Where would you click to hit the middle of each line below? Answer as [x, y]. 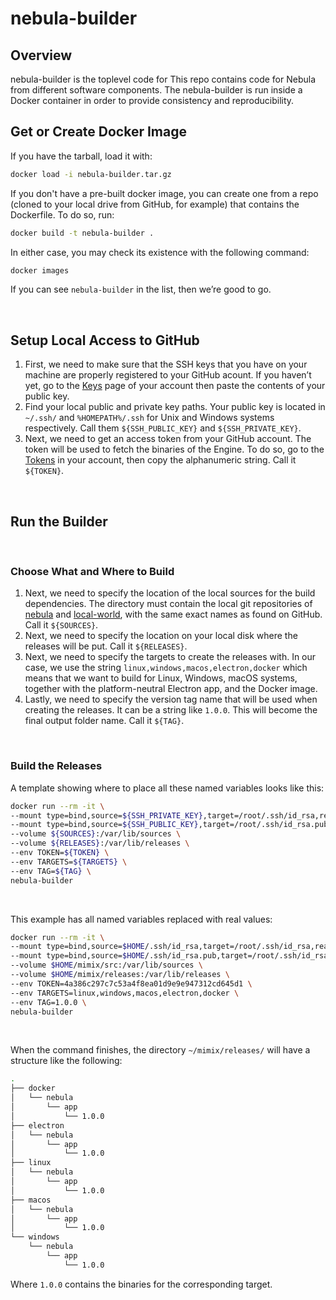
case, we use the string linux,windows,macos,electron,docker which [166, 668]
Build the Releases [56, 766]
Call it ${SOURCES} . [61, 625]
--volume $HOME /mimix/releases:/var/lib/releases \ [120, 975]
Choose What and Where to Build [92, 571]
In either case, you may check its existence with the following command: [160, 252]
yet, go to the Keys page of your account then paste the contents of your [175, 386]
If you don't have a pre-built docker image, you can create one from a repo [164, 193]
